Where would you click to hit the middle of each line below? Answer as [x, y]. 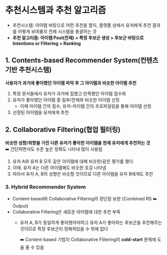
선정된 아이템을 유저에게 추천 [40, 112]
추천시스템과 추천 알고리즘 [56, 10]
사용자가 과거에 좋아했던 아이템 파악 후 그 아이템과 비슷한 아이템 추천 [71, 83]
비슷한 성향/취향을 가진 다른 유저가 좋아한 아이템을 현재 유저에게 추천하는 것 [78, 143]
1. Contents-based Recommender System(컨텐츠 [82, 60]
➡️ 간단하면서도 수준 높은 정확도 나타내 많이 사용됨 [54, 149]
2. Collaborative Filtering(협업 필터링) [63, 130]
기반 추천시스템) [28, 70]
